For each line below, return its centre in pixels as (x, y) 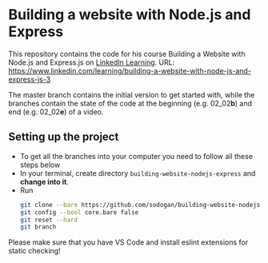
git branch (38, 227)
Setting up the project (64, 137)
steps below (40, 165)
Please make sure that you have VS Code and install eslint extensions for (128, 242)
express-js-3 (30, 79)
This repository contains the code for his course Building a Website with (127, 54)
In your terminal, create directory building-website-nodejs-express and (138, 173)
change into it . (44, 181)
